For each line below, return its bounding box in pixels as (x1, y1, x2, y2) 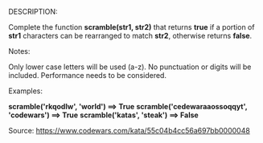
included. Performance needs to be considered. (8, 71, 167, 80)
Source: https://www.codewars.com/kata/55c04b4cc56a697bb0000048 (8, 126, 251, 135)
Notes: (8, 47, 31, 55)
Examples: (8, 86, 43, 96)
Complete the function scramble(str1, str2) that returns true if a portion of (8, 22, 255, 31)
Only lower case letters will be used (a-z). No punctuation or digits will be (8, 62, 252, 71)
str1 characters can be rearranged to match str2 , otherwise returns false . (8, 31, 253, 40)
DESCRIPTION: (8, 7, 58, 16)
